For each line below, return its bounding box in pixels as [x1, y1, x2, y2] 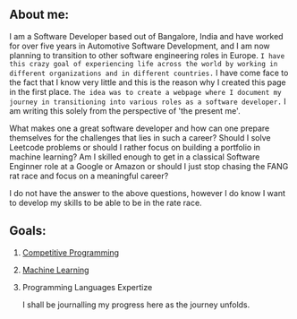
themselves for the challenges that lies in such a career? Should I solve [9, 132, 271, 142]
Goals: [9, 223, 47, 238]
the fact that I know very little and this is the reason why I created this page [9, 76, 286, 88]
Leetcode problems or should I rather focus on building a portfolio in [9, 142, 261, 152]
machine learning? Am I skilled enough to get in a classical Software [9, 151, 260, 162]
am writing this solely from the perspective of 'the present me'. [9, 105, 241, 116]
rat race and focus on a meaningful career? [9, 170, 169, 181]
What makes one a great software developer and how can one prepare [9, 123, 270, 134]
